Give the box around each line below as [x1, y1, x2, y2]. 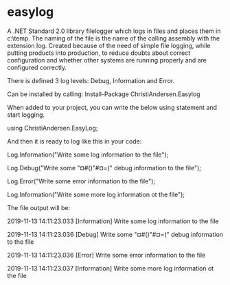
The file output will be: [7, 203, 71, 212]
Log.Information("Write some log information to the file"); [7, 150, 169, 159]
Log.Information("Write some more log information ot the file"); [7, 190, 185, 198]
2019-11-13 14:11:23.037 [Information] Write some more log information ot [7, 264, 214, 272]
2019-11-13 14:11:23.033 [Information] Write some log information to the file [7, 217, 219, 225]
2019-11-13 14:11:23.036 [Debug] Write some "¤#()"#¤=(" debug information [7, 230, 224, 238]
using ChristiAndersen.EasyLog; [7, 124, 98, 132]
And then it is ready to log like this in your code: [7, 137, 142, 145]
